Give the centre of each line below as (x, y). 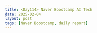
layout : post (19, 18)
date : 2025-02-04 (23, 14)
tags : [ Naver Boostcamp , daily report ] (47, 23)
